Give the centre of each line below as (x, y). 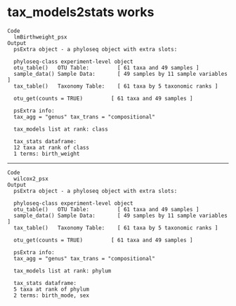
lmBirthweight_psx (41, 37)
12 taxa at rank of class (52, 147)
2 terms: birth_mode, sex (52, 295)
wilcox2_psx (31, 179)
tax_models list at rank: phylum (63, 271)
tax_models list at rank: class (61, 129)
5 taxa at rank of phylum (52, 289)
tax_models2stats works (81, 12)
